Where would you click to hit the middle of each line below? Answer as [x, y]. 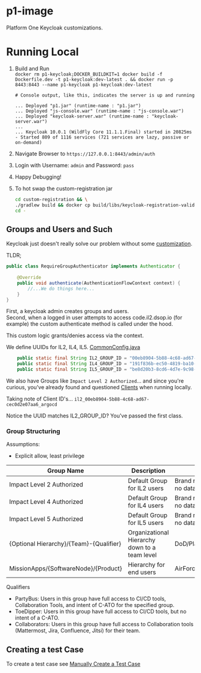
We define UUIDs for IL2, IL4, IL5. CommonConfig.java [73, 347]
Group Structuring [33, 431]
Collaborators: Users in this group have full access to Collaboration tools [104, 624]
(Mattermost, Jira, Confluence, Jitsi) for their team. [77, 630]
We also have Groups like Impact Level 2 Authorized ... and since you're [95, 381]
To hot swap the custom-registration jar [64, 188]
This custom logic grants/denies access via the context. [75, 336]
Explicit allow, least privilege [50, 456]
